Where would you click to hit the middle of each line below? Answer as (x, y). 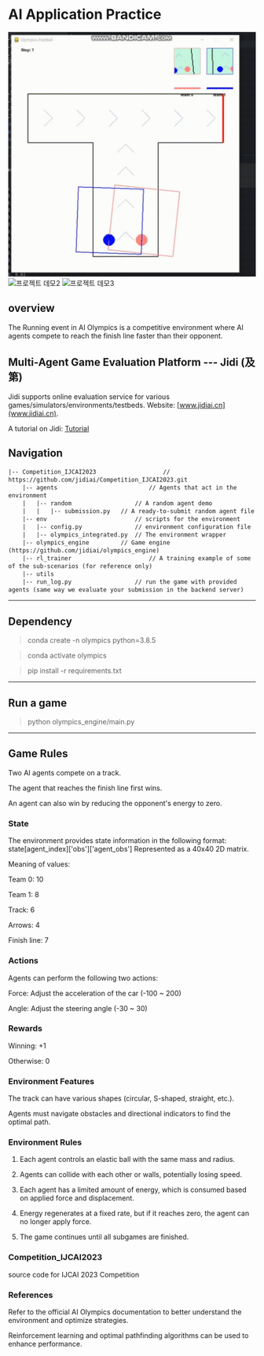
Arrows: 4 (24, 925)
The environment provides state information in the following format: (117, 841)
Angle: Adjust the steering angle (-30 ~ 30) (78, 1008)
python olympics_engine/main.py (81, 722)
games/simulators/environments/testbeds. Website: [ (94, 405)
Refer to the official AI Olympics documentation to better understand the (125, 1312)
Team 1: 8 (24, 895)
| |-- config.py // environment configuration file (137, 527)
